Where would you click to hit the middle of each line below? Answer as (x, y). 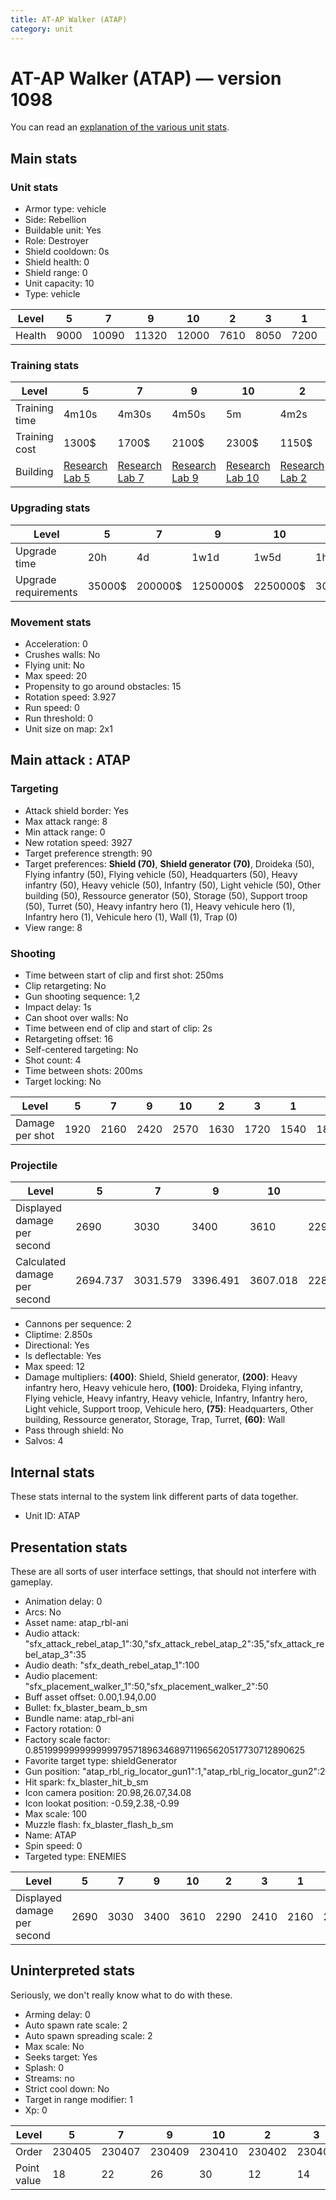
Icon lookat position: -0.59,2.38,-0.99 (102, 1803)
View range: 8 (53, 927)
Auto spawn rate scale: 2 (76, 2025)
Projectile (34, 1165)
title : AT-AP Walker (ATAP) (69, 19)
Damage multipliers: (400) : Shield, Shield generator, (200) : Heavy (161, 1377)
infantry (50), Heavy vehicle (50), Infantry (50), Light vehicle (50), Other (173, 885)
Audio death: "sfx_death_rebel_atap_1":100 (112, 1665)
